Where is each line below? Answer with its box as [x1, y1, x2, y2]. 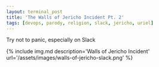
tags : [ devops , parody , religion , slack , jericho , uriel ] [6, 20, 154, 26]
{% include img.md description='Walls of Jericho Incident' [6, 48, 150, 55]
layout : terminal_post [6, 8, 63, 15]
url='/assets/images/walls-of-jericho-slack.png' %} [6, 54, 133, 62]
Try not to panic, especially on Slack [6, 36, 96, 44]
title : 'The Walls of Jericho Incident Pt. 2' [6, 14, 124, 20]
